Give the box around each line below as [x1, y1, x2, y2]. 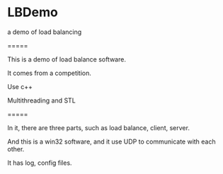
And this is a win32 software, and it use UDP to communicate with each [7, 137, 216, 146]
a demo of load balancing [7, 28, 82, 36]
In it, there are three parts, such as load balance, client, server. [7, 123, 190, 132]
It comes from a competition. [7, 69, 92, 77]
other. [7, 144, 25, 153]
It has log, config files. [7, 158, 72, 167]
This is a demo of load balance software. [7, 54, 126, 64]
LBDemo [7, 4, 58, 21]
